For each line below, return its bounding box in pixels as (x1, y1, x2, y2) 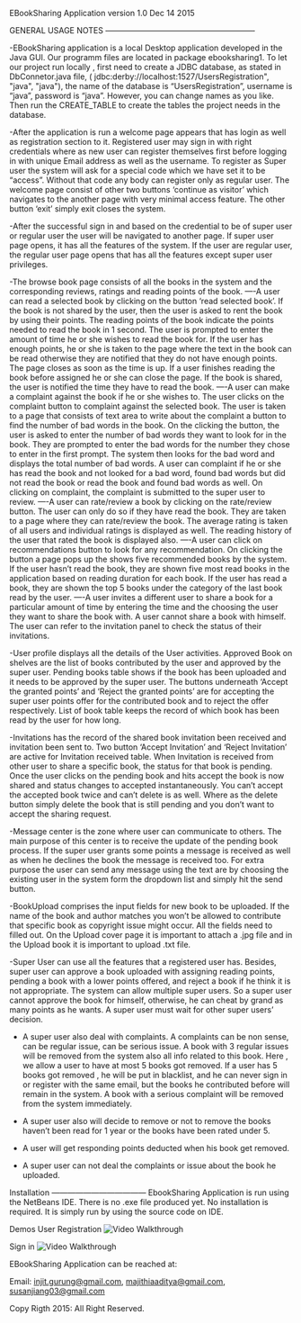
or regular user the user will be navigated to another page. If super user (9, 230, 274, 241)
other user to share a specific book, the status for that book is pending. (9, 760, 273, 771)
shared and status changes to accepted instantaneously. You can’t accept (9, 780, 284, 790)
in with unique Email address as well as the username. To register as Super (9, 156, 287, 166)
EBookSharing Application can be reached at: (9, 1259, 178, 1269)
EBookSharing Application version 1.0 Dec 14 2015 (9, 8, 195, 18)
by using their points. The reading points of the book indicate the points (9, 315, 274, 325)
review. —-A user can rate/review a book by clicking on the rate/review (9, 497, 272, 507)
